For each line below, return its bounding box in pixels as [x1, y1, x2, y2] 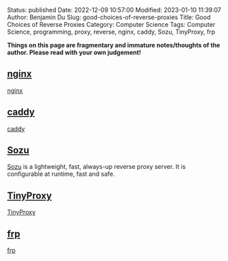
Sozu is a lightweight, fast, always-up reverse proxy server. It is [7, 163, 186, 171]
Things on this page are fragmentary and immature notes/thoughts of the [7, 41, 220, 49]
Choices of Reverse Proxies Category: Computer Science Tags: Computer [7, 21, 216, 28]
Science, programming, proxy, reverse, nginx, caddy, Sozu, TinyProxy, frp [7, 27, 216, 36]
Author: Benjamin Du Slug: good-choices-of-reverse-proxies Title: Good [7, 13, 211, 21]
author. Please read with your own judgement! [7, 48, 142, 56]
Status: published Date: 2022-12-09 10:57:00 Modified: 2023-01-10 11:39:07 [7, 6, 221, 14]
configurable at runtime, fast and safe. [7, 170, 115, 178]
